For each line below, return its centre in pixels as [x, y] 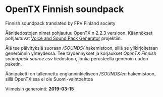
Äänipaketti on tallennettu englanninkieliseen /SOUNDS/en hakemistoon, [80, 73]
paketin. [14, 64]
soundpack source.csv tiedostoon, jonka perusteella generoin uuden [77, 58]
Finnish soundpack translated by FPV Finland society [60, 23]
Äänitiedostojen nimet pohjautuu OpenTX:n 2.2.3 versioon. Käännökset [79, 33]
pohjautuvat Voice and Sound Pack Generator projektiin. [64, 38]
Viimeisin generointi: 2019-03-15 [40, 88]
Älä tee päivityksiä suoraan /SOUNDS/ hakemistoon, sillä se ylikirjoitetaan [82, 48]
